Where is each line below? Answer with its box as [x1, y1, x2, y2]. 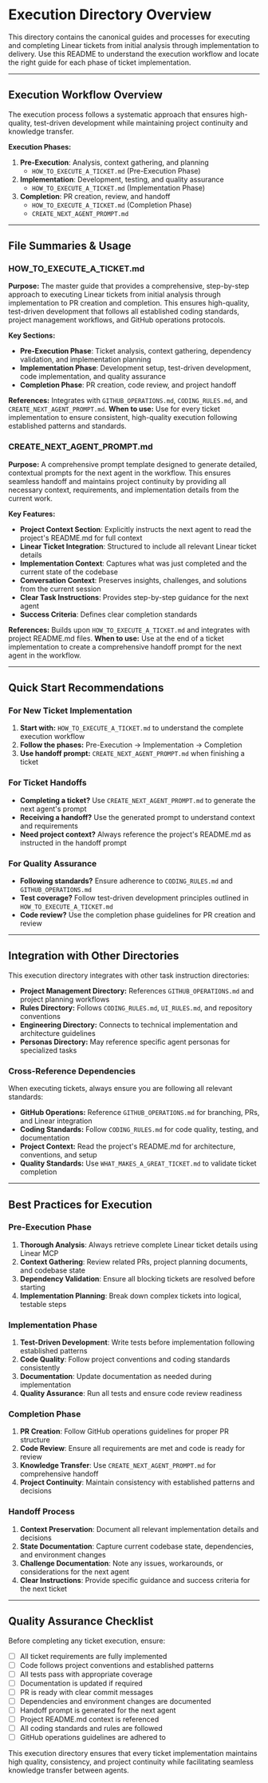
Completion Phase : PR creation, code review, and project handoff [19, 380, 237, 390]
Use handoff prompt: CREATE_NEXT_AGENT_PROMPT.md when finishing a [19, 749, 245, 758]
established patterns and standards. [8, 422, 127, 431]
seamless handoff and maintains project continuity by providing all [8, 476, 227, 486]
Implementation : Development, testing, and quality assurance [19, 174, 225, 184]
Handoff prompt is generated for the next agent [19, 1705, 176, 1715]
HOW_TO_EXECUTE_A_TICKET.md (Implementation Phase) [31, 182, 206, 193]
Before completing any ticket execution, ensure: [8, 1636, 166, 1645]
